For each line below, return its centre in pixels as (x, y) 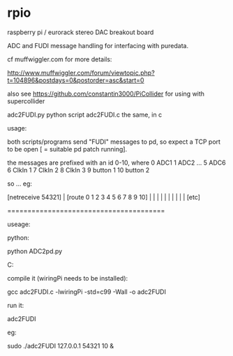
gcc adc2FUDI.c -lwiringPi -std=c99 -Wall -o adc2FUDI (87, 292)
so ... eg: (20, 184)
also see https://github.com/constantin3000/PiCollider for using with (106, 94)
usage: (17, 128)
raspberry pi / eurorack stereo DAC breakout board (81, 32)
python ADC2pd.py (35, 251)
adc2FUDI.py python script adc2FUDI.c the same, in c (85, 114)
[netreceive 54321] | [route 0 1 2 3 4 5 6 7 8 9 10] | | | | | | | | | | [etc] (104, 197)
